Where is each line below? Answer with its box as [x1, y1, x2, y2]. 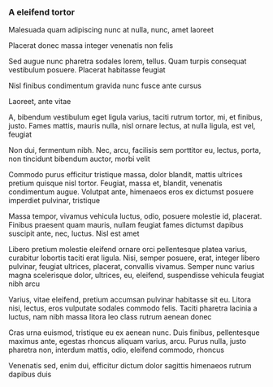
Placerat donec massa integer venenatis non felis [8, 41, 173, 50]
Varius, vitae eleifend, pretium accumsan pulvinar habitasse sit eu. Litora [8, 295, 252, 305]
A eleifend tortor [8, 7, 76, 18]
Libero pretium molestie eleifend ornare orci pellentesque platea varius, [8, 245, 248, 254]
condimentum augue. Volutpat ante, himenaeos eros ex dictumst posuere [8, 187, 254, 197]
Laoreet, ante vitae [8, 97, 71, 107]
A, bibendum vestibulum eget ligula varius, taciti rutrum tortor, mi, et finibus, [8, 112, 262, 122]
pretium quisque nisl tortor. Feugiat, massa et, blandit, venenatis [8, 178, 223, 189]
